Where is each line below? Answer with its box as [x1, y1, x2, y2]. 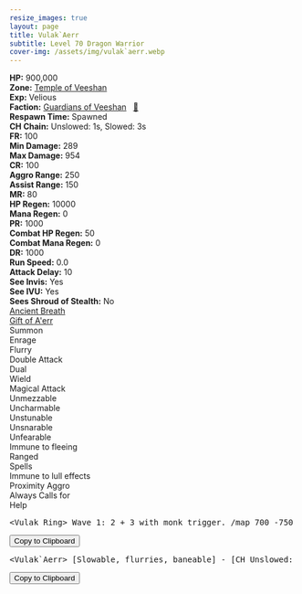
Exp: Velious [9, 92, 57, 103]
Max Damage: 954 [9, 150, 80, 161]
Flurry [9, 345, 32, 355]
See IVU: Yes [9, 286, 59, 297]
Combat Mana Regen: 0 [9, 238, 101, 249]
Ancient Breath [9, 305, 66, 316]
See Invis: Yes [9, 276, 64, 288]
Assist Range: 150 [9, 179, 79, 190]
